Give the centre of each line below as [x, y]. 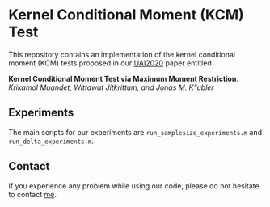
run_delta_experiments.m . [51, 141]
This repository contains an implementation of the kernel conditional [122, 54]
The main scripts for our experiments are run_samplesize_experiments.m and [135, 132]
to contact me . [32, 194]
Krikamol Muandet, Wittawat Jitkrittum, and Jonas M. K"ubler [111, 87]
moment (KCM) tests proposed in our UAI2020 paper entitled [110, 63]
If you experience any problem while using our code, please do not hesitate [134, 186]
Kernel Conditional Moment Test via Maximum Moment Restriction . [123, 78]
